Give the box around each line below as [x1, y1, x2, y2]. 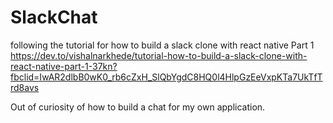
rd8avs [10, 81, 40, 93]
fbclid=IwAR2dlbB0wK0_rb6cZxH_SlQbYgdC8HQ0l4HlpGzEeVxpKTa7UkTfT [10, 71, 323, 83]
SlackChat [10, 6, 98, 29]
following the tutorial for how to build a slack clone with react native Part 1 [10, 39, 315, 51]
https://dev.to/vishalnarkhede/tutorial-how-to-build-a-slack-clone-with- [10, 49, 308, 61]
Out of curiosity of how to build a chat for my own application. [10, 101, 266, 113]
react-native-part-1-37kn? [10, 60, 118, 72]
